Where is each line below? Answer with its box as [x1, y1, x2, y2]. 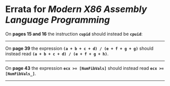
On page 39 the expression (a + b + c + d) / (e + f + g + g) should [5, 45, 154, 51]
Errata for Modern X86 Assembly [5, 4, 147, 15]
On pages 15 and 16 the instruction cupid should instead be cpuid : [5, 31, 143, 37]
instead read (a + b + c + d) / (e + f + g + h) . [5, 50, 109, 56]
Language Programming [5, 14, 110, 26]
